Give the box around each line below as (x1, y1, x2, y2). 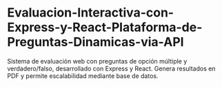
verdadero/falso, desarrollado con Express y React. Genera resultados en (7, 64, 216, 72)
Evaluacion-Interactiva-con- (7, 5, 174, 21)
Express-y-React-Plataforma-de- (7, 19, 203, 35)
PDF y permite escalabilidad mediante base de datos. (7, 71, 159, 80)
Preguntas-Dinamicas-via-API (7, 35, 184, 50)
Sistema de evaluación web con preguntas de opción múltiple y (7, 57, 188, 65)
